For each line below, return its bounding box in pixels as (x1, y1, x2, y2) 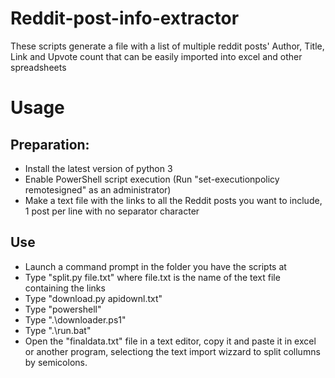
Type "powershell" (24, 303, 102, 315)
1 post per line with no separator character (24, 205, 200, 217)
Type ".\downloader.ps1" (24, 313, 127, 326)
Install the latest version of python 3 (24, 162, 173, 174)
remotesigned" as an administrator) (24, 183, 172, 196)
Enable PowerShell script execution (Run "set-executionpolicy (24, 173, 280, 185)
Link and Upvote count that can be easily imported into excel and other (10, 50, 303, 62)
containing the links (24, 282, 106, 294)
